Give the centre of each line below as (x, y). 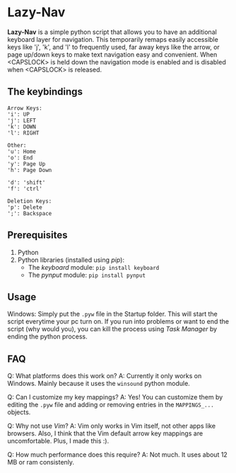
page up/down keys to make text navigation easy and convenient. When (112, 55)
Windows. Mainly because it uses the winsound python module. (99, 384)
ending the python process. (47, 336)
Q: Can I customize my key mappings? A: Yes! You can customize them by (115, 397)
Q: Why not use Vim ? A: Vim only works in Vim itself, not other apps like (112, 426)
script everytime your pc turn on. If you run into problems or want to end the (118, 321)
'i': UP (19, 114)
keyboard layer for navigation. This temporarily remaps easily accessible (113, 39)
